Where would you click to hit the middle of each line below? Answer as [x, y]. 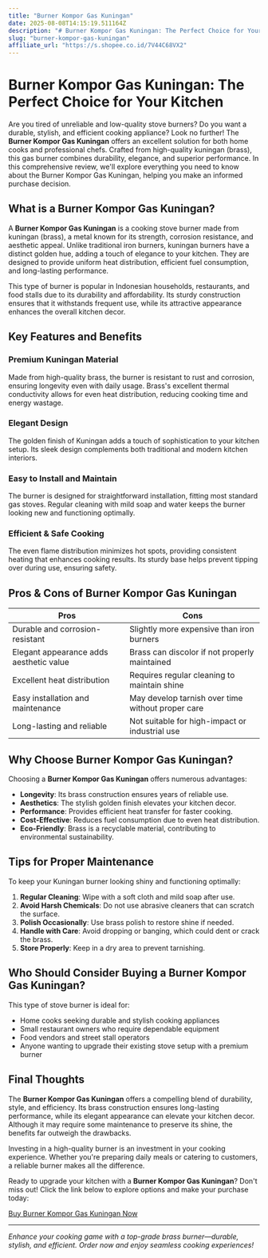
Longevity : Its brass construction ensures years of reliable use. [124, 795]
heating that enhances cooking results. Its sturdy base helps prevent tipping [133, 559]
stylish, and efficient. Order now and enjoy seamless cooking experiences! [131, 1244]
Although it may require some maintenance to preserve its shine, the [120, 1124]
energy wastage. [36, 403]
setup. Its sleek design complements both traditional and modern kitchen [128, 449]
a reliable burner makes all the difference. [77, 1165]
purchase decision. [40, 184]
